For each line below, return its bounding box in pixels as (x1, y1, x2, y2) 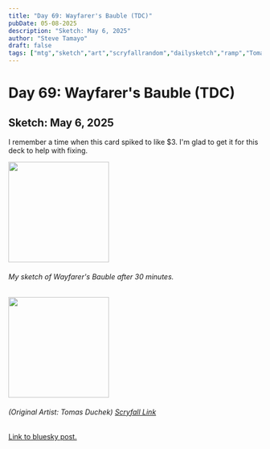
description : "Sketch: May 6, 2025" (8, 27, 131, 35)
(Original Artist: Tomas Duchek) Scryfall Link (8, 407, 157, 417)
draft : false (8, 42, 52, 50)
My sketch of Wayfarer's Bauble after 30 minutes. (8, 271, 174, 282)
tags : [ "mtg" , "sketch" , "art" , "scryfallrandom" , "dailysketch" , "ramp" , (8, 49, 247, 57)
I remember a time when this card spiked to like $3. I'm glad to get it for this (8, 138, 259, 146)
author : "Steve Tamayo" (8, 34, 88, 43)
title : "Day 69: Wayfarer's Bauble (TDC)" (8, 11, 153, 20)
